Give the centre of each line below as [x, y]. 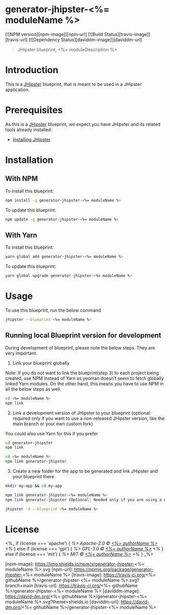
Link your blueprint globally [41, 363]
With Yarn [21, 235]
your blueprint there [33, 476]
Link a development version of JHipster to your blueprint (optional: [82, 413]
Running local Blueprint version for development [83, 335]
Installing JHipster [31, 139]
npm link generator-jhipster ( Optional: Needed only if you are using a [83, 500]
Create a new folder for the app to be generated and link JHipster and [85, 471]
